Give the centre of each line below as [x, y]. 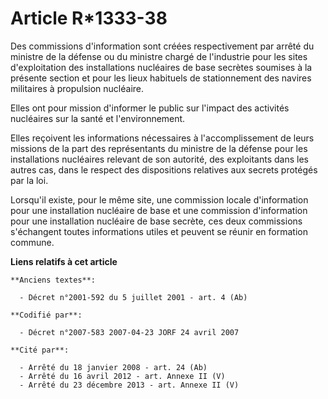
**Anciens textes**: [53, 280]
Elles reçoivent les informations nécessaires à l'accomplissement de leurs [162, 138]
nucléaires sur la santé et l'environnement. [98, 118]
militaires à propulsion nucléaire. [77, 88]
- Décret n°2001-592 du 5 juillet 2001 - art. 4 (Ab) [133, 297]
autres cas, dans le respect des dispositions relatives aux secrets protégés [164, 169]
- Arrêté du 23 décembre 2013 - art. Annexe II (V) [129, 385]
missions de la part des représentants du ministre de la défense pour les [159, 148]
